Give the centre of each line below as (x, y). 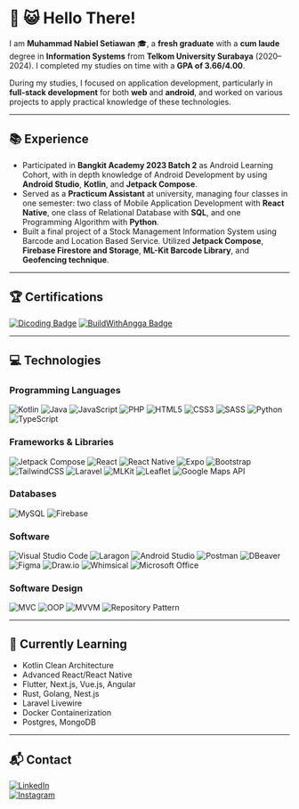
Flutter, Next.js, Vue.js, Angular (79, 684)
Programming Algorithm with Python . (91, 222)
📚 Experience (49, 139)
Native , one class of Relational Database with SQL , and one (131, 212)
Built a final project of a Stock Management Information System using (149, 231)
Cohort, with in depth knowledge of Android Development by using (145, 174)
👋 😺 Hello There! (73, 18)
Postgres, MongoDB (59, 722)
